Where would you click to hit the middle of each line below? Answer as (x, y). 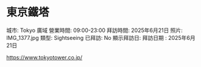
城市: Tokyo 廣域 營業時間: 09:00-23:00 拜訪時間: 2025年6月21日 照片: (94, 30)
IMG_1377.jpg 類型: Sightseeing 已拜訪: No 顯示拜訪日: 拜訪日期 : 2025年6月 (101, 37)
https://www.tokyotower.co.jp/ (44, 57)
